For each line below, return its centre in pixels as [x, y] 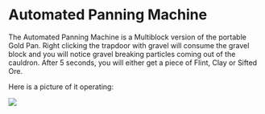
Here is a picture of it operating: [61, 87]
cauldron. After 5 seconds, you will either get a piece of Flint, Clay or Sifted [133, 63]
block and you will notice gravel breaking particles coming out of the [122, 54]
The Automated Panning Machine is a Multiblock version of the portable [128, 37]
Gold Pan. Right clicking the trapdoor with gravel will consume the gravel [129, 45]
